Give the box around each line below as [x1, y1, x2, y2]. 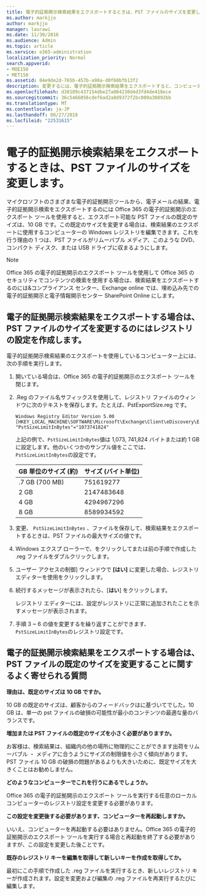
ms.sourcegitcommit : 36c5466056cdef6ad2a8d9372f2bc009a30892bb [6, 95, 172, 101]
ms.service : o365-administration [6, 49, 92, 55]
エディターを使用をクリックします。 [15, 573, 106, 581]
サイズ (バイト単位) [84, 467, 140, 476]
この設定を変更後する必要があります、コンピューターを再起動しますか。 [6, 812, 189, 819]
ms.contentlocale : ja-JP [6, 106, 70, 112]
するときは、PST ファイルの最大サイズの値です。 [20, 532, 145, 539]
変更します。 [6, 176, 71, 190]
